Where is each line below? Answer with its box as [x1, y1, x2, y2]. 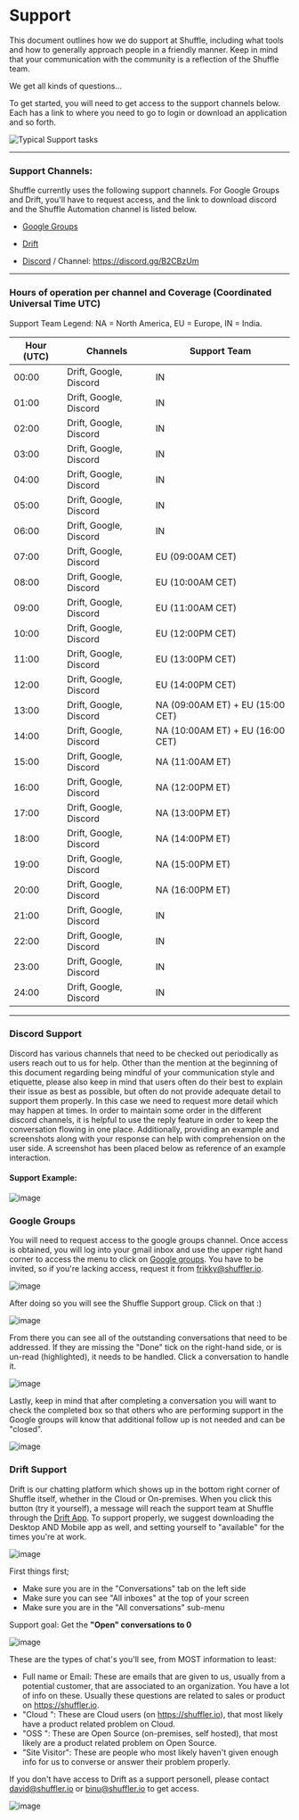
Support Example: [9, 1173, 77, 1183]
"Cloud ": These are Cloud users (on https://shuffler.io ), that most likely [21, 1709, 283, 1719]
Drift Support [9, 1463, 68, 1476]
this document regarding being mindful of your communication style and [9, 1066, 275, 1077]
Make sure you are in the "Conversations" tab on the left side [21, 1583, 246, 1594]
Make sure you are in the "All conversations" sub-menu [21, 1602, 225, 1612]
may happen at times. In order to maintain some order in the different [9, 1105, 263, 1116]
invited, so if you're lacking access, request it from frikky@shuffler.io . [9, 1264, 264, 1274]
